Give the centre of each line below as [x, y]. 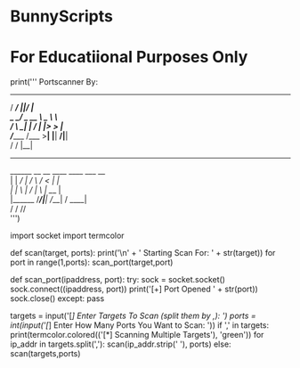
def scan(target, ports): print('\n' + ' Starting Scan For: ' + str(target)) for [143, 253]
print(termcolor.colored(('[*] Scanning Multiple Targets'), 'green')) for [137, 335]
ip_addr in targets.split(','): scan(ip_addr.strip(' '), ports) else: [121, 344]
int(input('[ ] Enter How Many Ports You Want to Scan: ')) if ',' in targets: [140, 325]
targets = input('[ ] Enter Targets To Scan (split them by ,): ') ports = [133, 316]
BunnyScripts [62, 16]
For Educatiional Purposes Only [129, 57]
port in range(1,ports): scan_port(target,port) [92, 262]
